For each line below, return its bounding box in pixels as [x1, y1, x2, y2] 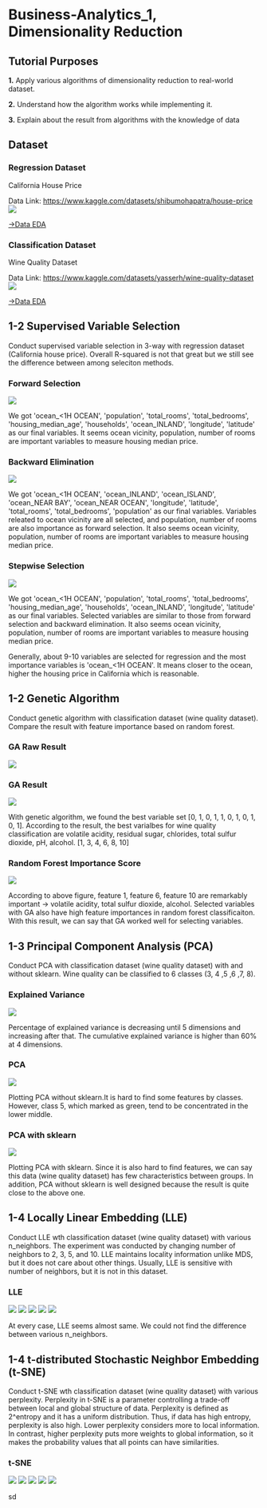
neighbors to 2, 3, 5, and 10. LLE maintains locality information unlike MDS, [8, 1249, 253, 1259]
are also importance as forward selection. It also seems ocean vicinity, [8, 524, 240, 533]
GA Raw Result [8, 741, 67, 752]
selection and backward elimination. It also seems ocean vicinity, [8, 619, 222, 628]
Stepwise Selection [8, 561, 85, 572]
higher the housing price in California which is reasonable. [8, 668, 199, 678]
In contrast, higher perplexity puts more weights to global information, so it [8, 1429, 253, 1438]
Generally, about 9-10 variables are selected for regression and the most [8, 652, 246, 661]
